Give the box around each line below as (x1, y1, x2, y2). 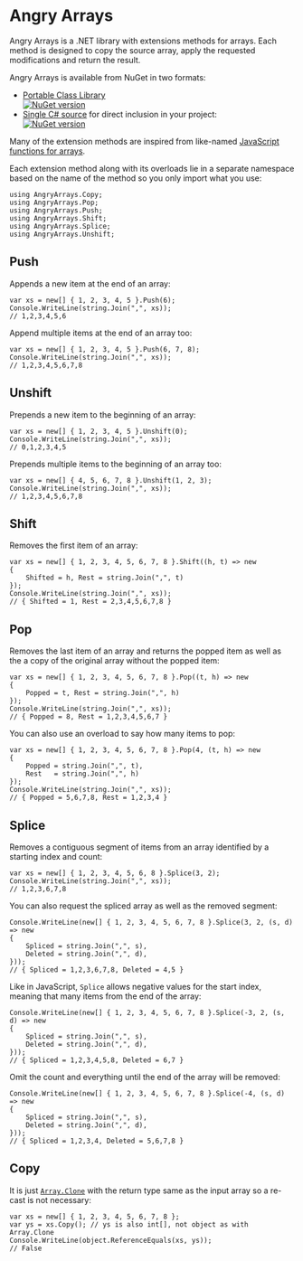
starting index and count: (9, 852, 103, 861)
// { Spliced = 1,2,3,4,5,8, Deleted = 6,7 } (9, 1056, 184, 1065)
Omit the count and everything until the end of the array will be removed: (9, 1072, 280, 1082)
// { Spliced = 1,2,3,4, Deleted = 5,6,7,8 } (9, 1136, 184, 1145)
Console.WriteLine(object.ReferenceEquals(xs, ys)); (9, 1236, 213, 1245)
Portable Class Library (22, 89, 106, 100)
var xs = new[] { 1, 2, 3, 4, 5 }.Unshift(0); (9, 427, 188, 436)
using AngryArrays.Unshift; (9, 230, 116, 239)
